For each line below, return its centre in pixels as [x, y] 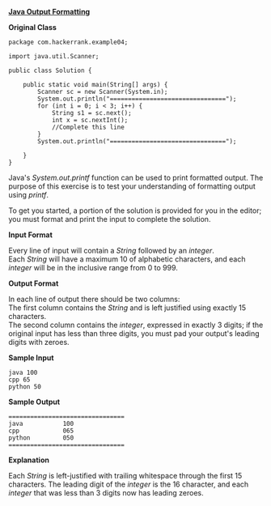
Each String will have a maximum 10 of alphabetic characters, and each [127, 259]
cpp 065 [41, 431]
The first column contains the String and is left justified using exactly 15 [127, 308]
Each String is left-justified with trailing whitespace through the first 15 [125, 476]
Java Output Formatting [49, 12]
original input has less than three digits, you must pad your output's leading [134, 334]
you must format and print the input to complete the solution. [110, 219]
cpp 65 [19, 380]
